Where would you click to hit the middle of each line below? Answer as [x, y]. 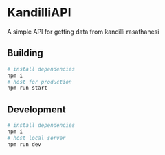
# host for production [40, 82]
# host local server [37, 138]
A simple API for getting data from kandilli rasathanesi [83, 32]
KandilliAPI [39, 13]
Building [25, 53]
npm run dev [24, 144]
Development [37, 109]
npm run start [27, 88]
